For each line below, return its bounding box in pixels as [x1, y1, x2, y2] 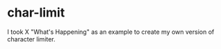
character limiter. [7, 35, 56, 43]
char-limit [7, 5, 65, 21]
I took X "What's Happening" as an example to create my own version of [7, 28, 215, 36]
